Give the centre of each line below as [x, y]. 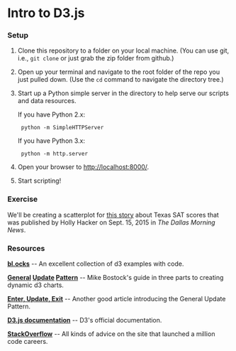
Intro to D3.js [46, 13]
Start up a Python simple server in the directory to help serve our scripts [123, 93]
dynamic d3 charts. [35, 285]
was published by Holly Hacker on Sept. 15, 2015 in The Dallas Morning [111, 222]
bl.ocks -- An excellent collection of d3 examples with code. [96, 264]
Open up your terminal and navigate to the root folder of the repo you [119, 72]
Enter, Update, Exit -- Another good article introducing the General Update [117, 299]
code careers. [28, 342]
